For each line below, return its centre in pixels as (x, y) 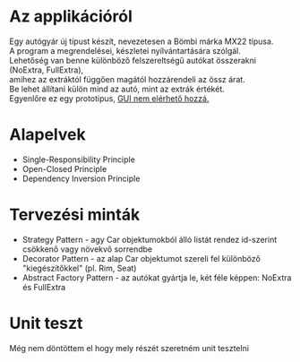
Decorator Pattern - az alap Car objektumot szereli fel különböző (141, 258)
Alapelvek (48, 135)
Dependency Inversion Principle (81, 178)
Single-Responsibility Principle (79, 159)
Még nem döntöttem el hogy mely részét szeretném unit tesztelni (129, 348)
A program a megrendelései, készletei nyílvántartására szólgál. (125, 50)
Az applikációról (71, 17)
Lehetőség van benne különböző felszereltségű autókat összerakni (133, 60)
